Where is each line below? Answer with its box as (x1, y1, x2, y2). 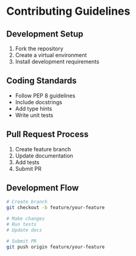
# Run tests (6, 222, 37, 228)
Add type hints (15, 105, 52, 112)
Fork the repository (15, 45, 64, 52)
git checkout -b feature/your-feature (6, 205, 105, 211)
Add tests (15, 158, 40, 166)
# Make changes (6, 216, 45, 222)
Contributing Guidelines (6, 4, 131, 18)
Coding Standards (6, 75, 77, 86)
